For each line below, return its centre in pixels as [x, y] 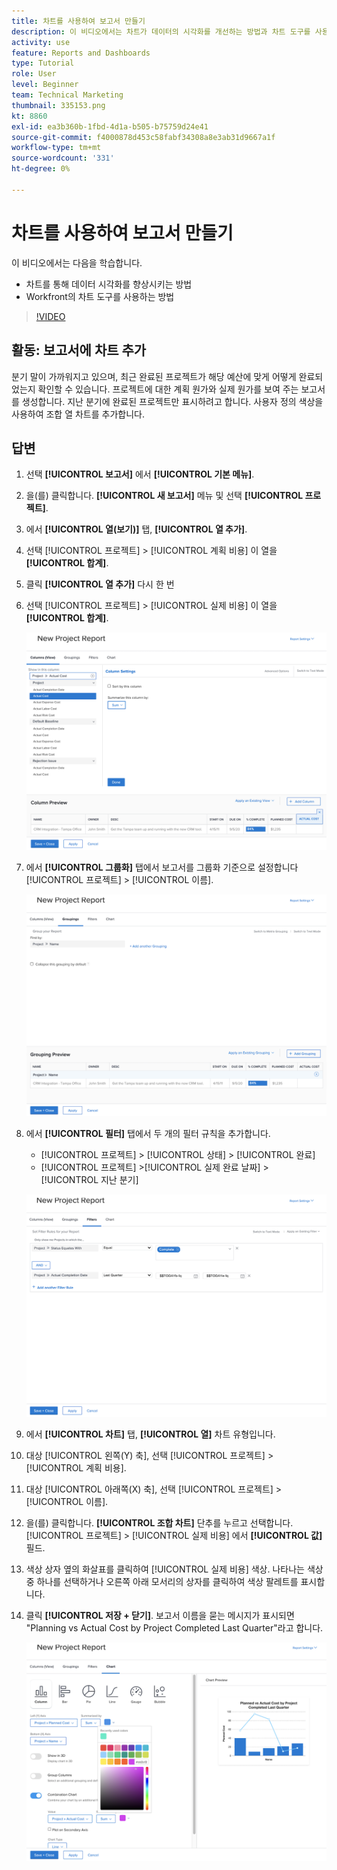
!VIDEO [50, 316]
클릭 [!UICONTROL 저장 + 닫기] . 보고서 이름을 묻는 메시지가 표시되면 [160, 1616]
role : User [34, 74]
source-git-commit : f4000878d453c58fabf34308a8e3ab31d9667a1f [143, 137]
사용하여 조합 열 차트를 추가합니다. [78, 414]
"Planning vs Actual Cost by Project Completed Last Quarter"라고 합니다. [174, 1628]
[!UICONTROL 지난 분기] [89, 1180]
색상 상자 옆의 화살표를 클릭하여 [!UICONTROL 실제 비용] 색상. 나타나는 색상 [174, 1569]
